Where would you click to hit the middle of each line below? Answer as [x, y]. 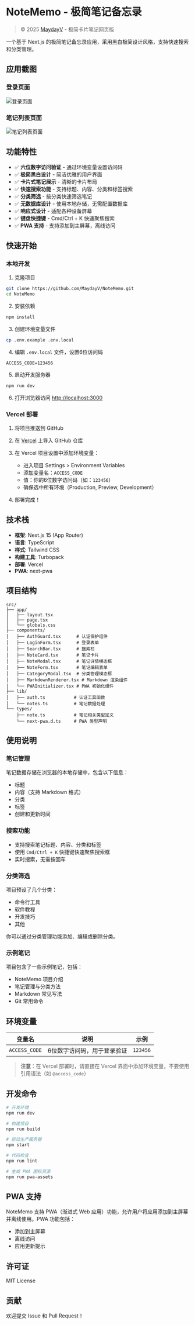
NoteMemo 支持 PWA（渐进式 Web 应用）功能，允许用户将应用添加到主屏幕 [97, 1212]
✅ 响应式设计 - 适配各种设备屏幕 [53, 211]
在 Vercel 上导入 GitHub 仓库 [49, 441]
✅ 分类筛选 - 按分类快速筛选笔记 [53, 196]
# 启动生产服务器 [24, 1140]
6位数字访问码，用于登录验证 [87, 1051]
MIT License [21, 1281]
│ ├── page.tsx [27, 620]
